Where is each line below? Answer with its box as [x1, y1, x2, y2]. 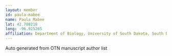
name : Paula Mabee [5, 17, 45, 22]
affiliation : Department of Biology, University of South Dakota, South [5, 31, 164, 36]
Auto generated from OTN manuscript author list [5, 45, 107, 51]
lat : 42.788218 [5, 21, 38, 27]
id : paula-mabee [5, 12, 40, 17]
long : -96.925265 [5, 26, 42, 32]
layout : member [5, 7, 38, 13]
